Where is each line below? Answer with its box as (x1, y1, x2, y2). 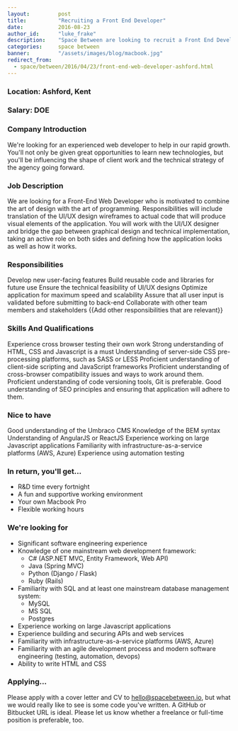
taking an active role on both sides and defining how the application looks (7, 234, 222, 243)
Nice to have (7, 410, 52, 420)
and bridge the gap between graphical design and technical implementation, (7, 227, 230, 236)
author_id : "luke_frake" (7, 30, 97, 38)
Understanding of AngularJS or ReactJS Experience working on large (7, 433, 210, 442)
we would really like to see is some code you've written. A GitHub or (7, 701, 207, 709)
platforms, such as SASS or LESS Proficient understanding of (41, 355, 220, 363)
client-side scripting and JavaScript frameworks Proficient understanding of (7, 362, 229, 370)
